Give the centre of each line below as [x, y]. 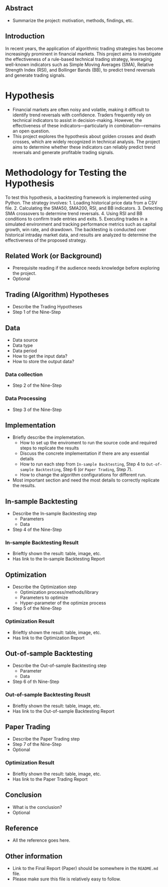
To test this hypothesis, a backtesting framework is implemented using [78, 197]
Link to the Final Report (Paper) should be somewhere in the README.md [85, 868]
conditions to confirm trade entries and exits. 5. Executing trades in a [76, 219]
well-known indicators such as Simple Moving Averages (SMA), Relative [79, 64]
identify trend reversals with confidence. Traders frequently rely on [82, 115]
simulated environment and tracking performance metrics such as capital [81, 224]
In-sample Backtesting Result [42, 542]
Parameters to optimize [44, 598]
